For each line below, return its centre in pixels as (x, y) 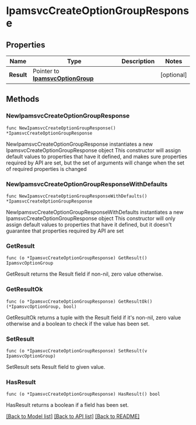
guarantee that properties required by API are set (65, 231)
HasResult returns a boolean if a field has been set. (68, 405)
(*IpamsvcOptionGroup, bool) (41, 306)
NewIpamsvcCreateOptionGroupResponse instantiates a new (80, 144)
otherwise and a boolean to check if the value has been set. (78, 324)
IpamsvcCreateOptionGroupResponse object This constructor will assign (94, 150)
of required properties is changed (46, 169)
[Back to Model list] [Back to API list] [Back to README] (73, 416)
